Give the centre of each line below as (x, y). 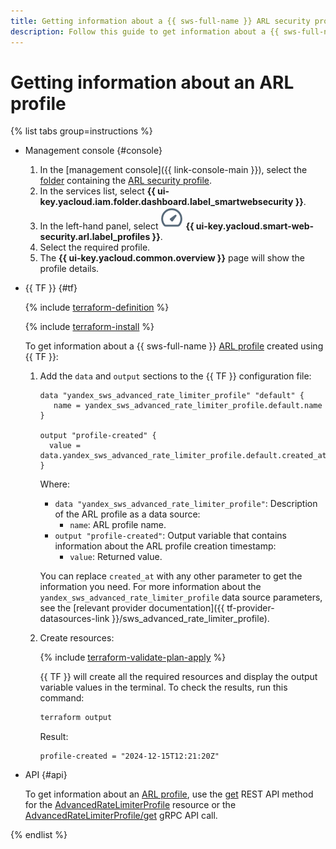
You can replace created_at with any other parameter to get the (171, 576)
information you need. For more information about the (150, 587)
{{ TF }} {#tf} (51, 288)
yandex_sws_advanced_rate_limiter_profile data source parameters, (181, 597)
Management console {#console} (93, 151)
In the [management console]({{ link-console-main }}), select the (173, 170)
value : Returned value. (116, 557)
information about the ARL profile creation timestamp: (165, 546)
